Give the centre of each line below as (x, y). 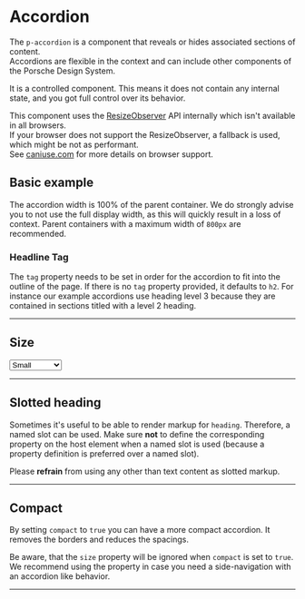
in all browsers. (38, 125)
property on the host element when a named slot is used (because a (137, 444)
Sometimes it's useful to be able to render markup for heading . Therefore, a (150, 425)
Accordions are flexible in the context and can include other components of (151, 61)
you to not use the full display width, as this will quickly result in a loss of (145, 214)
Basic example (51, 183)
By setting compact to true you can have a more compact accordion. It (140, 530)
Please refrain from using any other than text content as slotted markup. (145, 471)
